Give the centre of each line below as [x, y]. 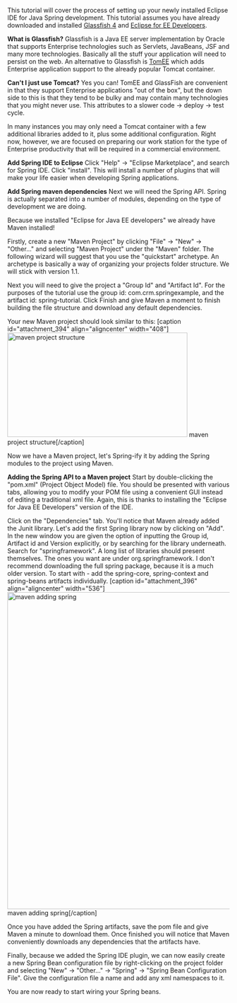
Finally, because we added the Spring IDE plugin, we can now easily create [116, 955]
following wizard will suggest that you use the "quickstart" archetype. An [113, 256]
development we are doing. [47, 207]
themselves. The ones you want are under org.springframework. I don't [111, 558]
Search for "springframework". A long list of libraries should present [106, 551]
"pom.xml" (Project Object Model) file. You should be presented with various [119, 485]
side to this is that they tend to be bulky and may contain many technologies [118, 98]
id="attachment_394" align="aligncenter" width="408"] [88, 329]
